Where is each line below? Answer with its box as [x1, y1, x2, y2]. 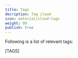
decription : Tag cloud [5, 12, 51, 17]
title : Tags [5, 7, 29, 12]
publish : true [5, 25, 34, 30]
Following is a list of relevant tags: [5, 39, 73, 44]
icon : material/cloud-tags [5, 16, 60, 21]
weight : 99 [5, 20, 27, 26]
